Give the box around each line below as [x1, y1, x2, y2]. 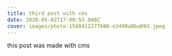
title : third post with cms [7, 10, 88, 17]
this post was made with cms [7, 42, 90, 50]
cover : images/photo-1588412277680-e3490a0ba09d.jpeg [7, 23, 166, 29]
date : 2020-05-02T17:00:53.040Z [7, 16, 100, 23]
